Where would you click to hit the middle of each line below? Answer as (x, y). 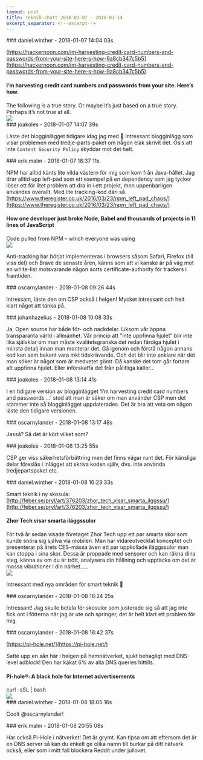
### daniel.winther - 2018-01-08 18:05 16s (59, 702)
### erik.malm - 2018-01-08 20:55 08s (55, 726)
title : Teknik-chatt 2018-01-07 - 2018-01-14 (64, 18)
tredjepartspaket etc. (32, 470)
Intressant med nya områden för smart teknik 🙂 (65, 584)
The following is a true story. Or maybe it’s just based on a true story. (92, 105)
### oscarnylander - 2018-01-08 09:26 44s (61, 287)
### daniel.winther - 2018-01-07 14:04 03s (60, 41)
